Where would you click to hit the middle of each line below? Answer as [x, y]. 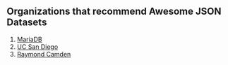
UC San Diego [37, 46]
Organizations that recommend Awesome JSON [114, 12]
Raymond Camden [44, 54]
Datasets [27, 23]
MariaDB [30, 39]
